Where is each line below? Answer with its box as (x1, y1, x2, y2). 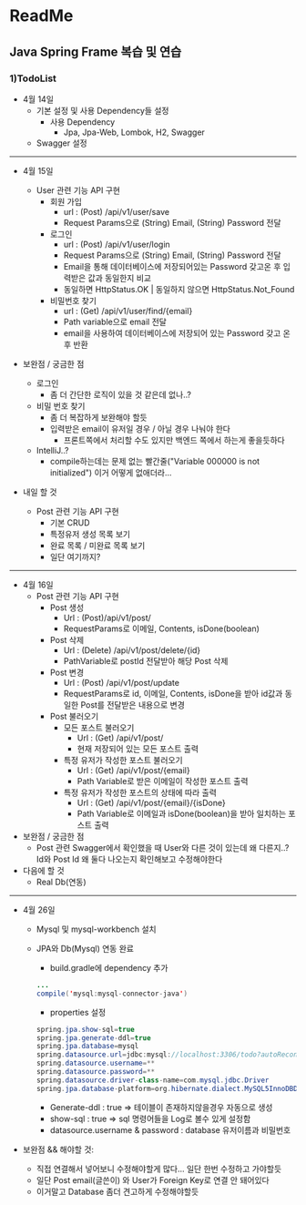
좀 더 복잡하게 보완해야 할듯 (49, 412, 148, 423)
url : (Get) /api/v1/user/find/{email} (63, 305, 193, 316)
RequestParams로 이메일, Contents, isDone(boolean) (63, 623, 260, 634)
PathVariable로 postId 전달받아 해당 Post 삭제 (63, 655, 229, 666)
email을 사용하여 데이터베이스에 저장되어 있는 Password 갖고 (63, 327, 281, 338)
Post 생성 (49, 602, 85, 613)
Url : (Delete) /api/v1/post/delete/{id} (63, 644, 201, 656)
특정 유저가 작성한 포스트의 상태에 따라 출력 (63, 787, 217, 798)
